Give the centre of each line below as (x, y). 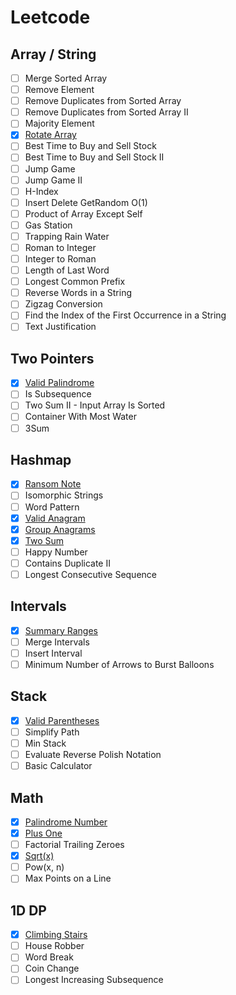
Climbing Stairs (56, 935)
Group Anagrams (60, 529)
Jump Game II (53, 180)
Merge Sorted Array (66, 78)
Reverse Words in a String (78, 293)
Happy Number (56, 552)
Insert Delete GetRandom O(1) (86, 202)
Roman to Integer (60, 247)
